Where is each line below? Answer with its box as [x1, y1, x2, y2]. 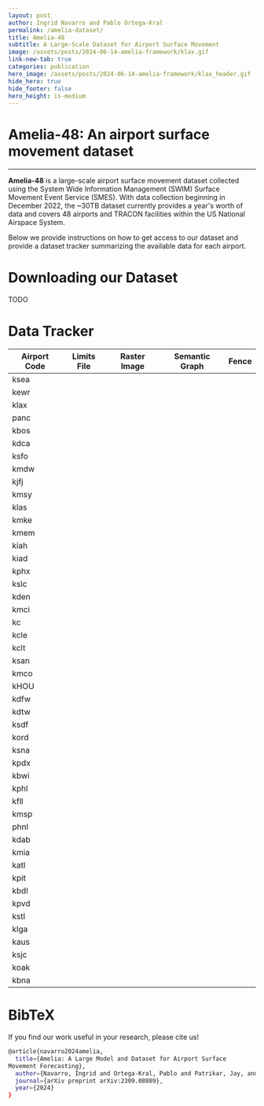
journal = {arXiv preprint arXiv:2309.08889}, [15, 1077, 163, 1085]
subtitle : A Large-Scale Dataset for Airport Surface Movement [8, 41, 220, 49]
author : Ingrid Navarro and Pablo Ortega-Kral [8, 19, 163, 27]
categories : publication [8, 63, 90, 71]
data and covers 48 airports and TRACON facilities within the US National [8, 209, 246, 219]
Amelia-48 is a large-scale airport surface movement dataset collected [8, 176, 240, 186]
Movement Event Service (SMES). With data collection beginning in [8, 193, 225, 202]
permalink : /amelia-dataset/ [8, 26, 104, 34]
